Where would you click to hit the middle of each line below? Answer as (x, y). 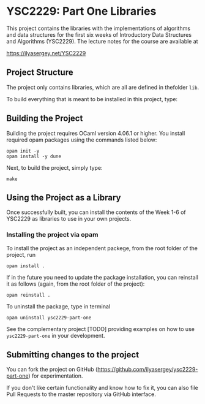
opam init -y (23, 151)
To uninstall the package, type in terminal (58, 306)
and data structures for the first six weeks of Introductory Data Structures (99, 34)
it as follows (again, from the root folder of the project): (76, 284)
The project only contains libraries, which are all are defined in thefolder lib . (103, 87)
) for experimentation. (56, 376)
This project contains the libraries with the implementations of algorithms (99, 28)
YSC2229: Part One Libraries (81, 11)
